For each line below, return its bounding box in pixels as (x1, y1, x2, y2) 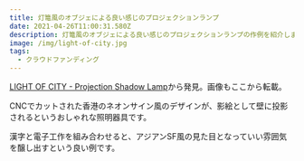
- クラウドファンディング (17, 55, 100, 64)
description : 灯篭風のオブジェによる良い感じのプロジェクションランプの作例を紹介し (9, 30, 291, 39)
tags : (9, 47, 30, 56)
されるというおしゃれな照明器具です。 (9, 112, 152, 122)
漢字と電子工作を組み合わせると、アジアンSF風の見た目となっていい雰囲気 (9, 131, 288, 141)
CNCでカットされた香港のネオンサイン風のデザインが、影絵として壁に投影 (9, 100, 289, 111)
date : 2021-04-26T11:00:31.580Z (9, 22, 131, 31)
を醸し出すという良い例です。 (9, 142, 120, 153)
